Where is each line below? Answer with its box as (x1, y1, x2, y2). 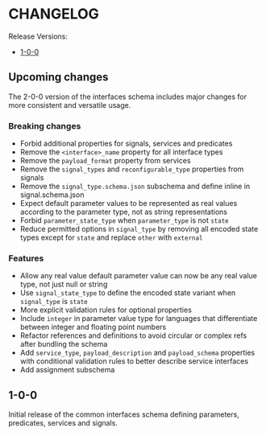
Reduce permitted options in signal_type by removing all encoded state (19, 224, 259, 234)
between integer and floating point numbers (19, 323, 167, 332)
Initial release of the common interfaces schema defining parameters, (8, 409, 239, 419)
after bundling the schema (19, 339, 108, 349)
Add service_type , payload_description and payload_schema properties (19, 348, 256, 358)
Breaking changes (8, 120, 81, 131)
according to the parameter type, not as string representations (19, 207, 228, 217)
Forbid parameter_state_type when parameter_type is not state (19, 216, 229, 225)
